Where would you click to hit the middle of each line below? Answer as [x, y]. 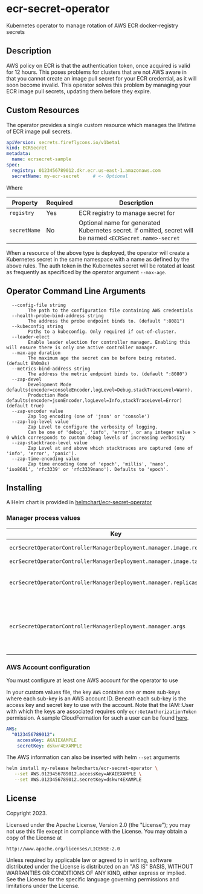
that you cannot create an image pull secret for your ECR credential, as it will [101, 78]
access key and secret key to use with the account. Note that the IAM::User [100, 705]
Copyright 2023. [27, 813]
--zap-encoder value [37, 411]
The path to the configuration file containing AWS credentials [111, 311]
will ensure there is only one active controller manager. [82, 347]
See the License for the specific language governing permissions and [93, 879]
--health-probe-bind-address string [58, 316]
